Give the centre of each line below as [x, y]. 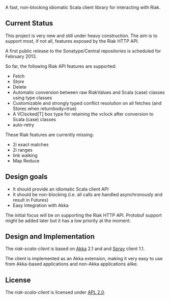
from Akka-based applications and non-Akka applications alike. [72, 264]
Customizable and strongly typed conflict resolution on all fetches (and [87, 103]
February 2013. [21, 56]
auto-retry [23, 125]
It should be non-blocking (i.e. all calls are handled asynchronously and [88, 194]
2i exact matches [31, 144]
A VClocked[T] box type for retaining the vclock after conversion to [83, 114]
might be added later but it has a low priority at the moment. [68, 221]
